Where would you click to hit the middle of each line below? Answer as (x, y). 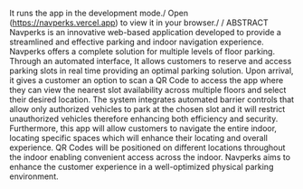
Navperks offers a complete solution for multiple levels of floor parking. (142, 52)
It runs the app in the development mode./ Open (99, 13)
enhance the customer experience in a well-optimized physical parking (142, 167)
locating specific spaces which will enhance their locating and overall (139, 138)
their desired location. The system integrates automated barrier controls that (152, 99)
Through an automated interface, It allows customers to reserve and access (151, 61)
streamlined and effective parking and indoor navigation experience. (137, 42)
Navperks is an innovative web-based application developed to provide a (146, 32)
